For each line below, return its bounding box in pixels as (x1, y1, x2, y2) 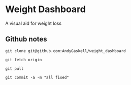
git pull (5, 66, 24, 71)
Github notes (5, 35, 47, 44)
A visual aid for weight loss (5, 20, 62, 26)
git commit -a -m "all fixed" (5, 75, 70, 80)
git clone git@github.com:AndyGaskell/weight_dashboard (5, 48, 126, 54)
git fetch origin (5, 57, 42, 62)
